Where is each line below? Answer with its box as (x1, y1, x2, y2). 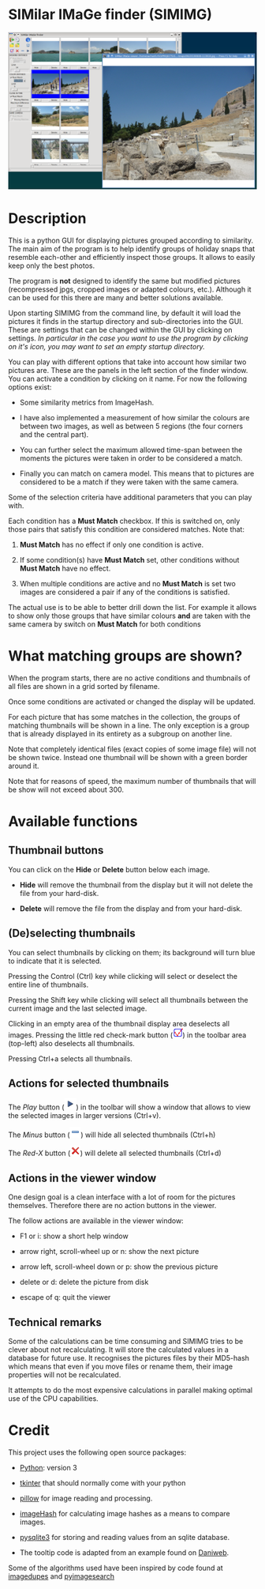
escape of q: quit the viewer (19, 1293, 111, 1302)
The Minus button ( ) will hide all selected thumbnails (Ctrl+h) (8, 1130, 216, 1139)
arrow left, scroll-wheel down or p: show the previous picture (19, 1262, 218, 1271)
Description (8, 209, 87, 228)
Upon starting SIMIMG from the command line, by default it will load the (8, 308, 241, 318)
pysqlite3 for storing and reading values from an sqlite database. (19, 1532, 230, 1542)
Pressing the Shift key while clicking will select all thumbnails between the (8, 995, 248, 1004)
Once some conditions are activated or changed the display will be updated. (8, 697, 256, 706)
